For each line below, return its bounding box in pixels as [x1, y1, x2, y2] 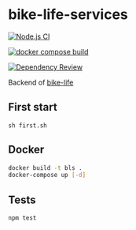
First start [8, 100, 57, 114]
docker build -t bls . [8, 164, 83, 172]
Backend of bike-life [8, 77, 74, 87]
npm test [8, 214, 37, 222]
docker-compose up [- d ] [8, 172, 86, 179]
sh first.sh [8, 121, 47, 130]
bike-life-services [8, 6, 128, 24]
